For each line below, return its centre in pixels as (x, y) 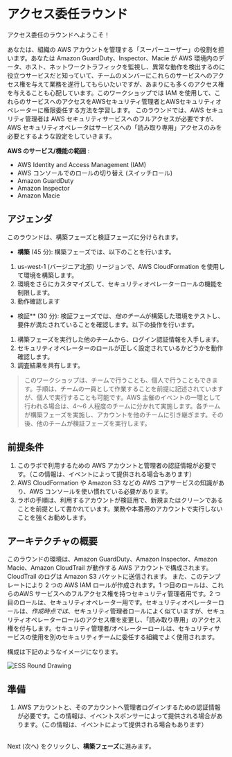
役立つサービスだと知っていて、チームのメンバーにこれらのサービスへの (110, 75)
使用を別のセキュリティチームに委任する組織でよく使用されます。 (125, 637)
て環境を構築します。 (47, 275)
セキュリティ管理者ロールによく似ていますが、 (140, 611)
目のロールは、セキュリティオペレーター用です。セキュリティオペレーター (113, 602)
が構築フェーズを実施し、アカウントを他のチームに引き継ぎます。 (118, 415)
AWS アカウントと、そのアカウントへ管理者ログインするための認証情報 (119, 707)
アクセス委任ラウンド (68, 14)
